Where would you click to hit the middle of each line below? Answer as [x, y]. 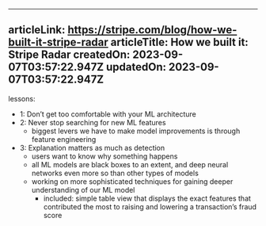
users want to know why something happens [104, 156]
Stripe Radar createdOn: [69, 55]
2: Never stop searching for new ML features [93, 122]
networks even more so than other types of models [115, 173]
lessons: [22, 98]
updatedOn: [136, 67]
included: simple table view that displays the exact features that [147, 198]
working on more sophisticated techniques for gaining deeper [132, 181]
